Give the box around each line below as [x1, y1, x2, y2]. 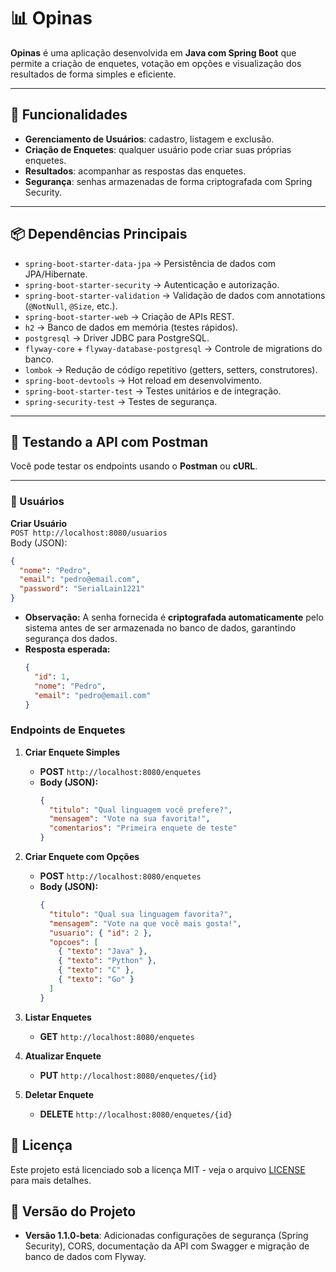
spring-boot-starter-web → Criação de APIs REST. [24, 310, 235, 322]
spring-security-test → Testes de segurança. [24, 395, 218, 407]
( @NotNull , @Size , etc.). [24, 300, 118, 312]
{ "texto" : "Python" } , [58, 956, 157, 966]
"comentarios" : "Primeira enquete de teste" [48, 823, 238, 834]
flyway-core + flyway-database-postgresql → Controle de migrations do [24, 342, 323, 354]
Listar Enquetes [24, 1011, 92, 1023]
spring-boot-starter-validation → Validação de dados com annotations [24, 289, 326, 301]
